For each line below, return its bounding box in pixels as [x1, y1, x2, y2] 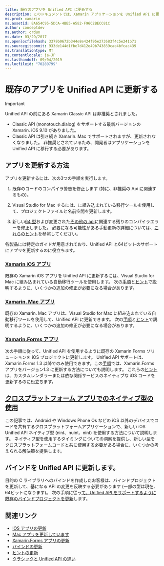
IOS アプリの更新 [12, 525, 47, 531]
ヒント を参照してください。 [25, 231, 81, 237]
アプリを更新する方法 [5, 161, 69, 170]
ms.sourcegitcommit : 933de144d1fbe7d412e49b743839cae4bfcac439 [5, 44, 137, 48]
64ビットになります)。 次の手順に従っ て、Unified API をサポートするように [5, 490, 156, 496]
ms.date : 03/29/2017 [5, 35, 47, 40]
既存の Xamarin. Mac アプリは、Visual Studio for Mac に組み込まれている [5, 310, 152, 316]
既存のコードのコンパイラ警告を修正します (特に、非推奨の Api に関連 [12, 185, 152, 191]
